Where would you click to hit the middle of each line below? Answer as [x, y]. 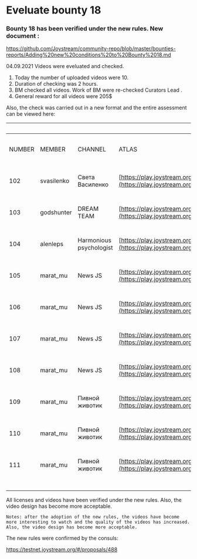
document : [23, 36]
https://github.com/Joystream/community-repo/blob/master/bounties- [91, 49]
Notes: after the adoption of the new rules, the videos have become [93, 517]
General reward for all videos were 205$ [63, 96]
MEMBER [53, 149]
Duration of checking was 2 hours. [56, 84]
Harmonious [94, 240]
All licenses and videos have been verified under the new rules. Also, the [94, 500]
